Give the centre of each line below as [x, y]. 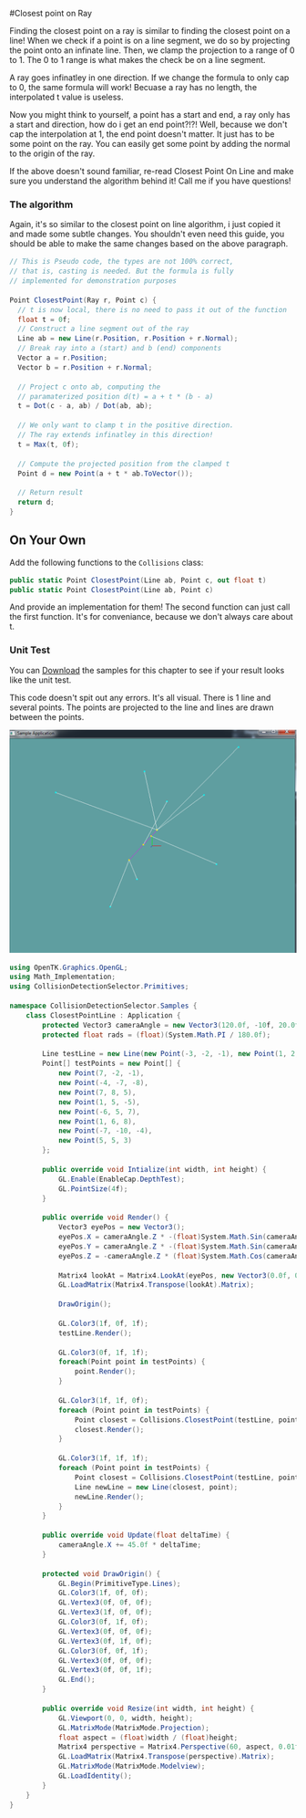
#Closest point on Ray [51, 13]
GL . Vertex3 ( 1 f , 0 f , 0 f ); [105, 1613]
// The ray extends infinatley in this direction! [116, 435]
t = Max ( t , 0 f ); [48, 444]
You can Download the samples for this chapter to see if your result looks [147, 670]
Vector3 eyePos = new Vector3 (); [121, 1228]
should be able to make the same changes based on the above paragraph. [149, 244]
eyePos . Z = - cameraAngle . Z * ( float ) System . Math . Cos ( [162, 1256]
